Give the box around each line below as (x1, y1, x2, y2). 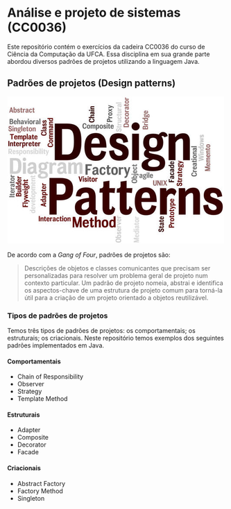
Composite (17, 433, 49, 442)
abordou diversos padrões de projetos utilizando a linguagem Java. (7, 57, 200, 65)
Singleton (17, 494, 45, 502)
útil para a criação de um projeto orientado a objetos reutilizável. (24, 293, 209, 302)
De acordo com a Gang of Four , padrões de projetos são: (7, 250, 171, 259)
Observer (17, 380, 45, 388)
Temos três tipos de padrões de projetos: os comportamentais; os (7, 327, 196, 335)
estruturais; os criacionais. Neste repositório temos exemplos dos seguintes (7, 334, 224, 343)
